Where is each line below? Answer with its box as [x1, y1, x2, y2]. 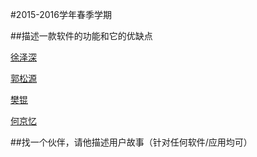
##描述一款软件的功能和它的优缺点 [10, 30, 153, 42]
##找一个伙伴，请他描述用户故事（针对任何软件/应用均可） [10, 136, 253, 148]
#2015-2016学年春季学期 [10, 9, 112, 20]
